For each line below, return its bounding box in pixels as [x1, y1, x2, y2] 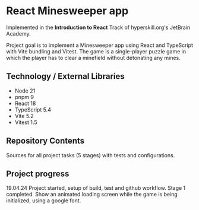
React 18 [14, 100, 36, 107]
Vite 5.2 [14, 112, 34, 119]
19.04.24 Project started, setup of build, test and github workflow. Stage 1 [6, 184, 186, 192]
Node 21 [14, 87, 36, 94]
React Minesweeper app [6, 4, 129, 18]
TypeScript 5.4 [14, 106, 52, 113]
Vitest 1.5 [14, 119, 37, 126]
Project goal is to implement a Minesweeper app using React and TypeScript [6, 42, 193, 49]
